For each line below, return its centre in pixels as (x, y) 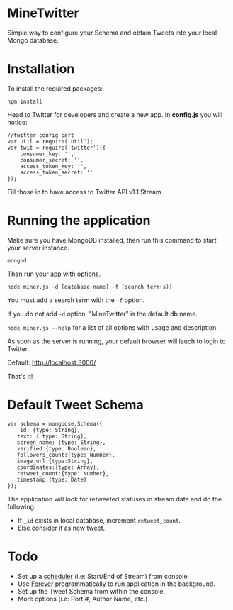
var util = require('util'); (50, 141)
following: (22, 506)
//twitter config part (41, 135)
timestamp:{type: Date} (52, 479)
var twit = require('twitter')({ (57, 148)
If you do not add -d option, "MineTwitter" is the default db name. (103, 314)
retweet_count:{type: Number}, (63, 473)
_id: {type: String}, (49, 430)
